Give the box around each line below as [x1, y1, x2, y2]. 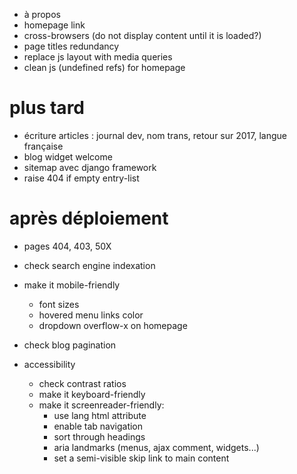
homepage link [23, 19, 86, 31]
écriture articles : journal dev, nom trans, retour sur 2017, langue [23, 129, 287, 141]
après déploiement [9, 207, 169, 230]
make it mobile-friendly [23, 279, 121, 291]
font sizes [38, 298, 80, 310]
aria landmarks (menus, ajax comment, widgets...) [53, 441, 260, 453]
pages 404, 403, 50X [23, 240, 112, 252]
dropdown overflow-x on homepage [38, 319, 188, 331]
